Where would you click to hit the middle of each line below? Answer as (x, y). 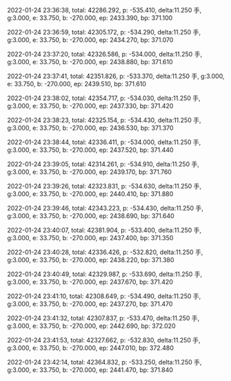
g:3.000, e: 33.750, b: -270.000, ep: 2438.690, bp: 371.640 (91, 216)
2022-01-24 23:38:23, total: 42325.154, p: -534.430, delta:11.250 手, (104, 120)
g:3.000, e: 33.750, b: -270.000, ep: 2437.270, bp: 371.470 (90, 304)
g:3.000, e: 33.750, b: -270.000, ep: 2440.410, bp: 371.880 (90, 194)
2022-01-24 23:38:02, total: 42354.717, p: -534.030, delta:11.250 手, (104, 98)
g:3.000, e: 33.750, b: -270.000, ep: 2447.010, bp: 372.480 (90, 348)
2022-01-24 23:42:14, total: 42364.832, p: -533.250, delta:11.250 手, (104, 362)
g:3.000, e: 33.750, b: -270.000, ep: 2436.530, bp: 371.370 (90, 128)
